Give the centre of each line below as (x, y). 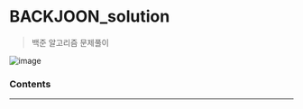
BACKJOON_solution (90, 17)
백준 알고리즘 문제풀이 (70, 42)
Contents (30, 84)
